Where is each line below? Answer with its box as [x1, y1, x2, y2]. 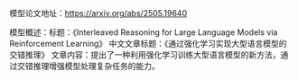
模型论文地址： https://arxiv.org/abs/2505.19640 [9, 8, 188, 18]
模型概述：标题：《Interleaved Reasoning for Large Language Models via [9, 27, 278, 38]
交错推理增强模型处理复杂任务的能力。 [16, 61, 160, 71]
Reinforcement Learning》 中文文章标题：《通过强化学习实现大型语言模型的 [9, 39, 287, 49]
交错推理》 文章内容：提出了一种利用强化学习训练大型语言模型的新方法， [9, 49, 281, 60]
